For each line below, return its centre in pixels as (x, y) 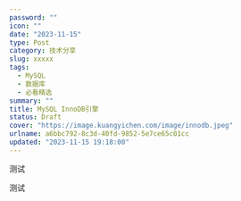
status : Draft (36, 117)
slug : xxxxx (31, 59)
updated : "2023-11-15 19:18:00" (69, 142)
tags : (19, 68)
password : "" (33, 17)
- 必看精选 (35, 92)
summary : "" (31, 100)
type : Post (29, 42)
